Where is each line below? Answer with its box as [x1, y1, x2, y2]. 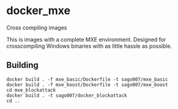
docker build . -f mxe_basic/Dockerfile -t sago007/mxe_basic [6, 76, 168, 83]
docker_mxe [6, 4, 71, 18]
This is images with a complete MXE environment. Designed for [6, 36, 166, 43]
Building [6, 60, 39, 70]
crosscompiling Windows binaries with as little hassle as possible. [6, 42, 172, 50]
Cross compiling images [6, 24, 67, 31]
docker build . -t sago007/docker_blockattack [6, 92, 127, 99]
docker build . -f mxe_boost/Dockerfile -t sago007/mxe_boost [6, 81, 168, 88]
